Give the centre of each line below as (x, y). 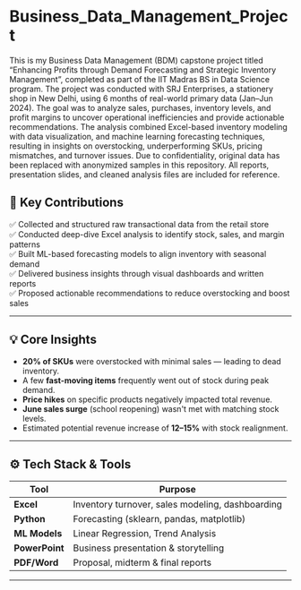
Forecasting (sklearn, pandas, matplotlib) (159, 519)
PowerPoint (39, 548)
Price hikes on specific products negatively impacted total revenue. (147, 399)
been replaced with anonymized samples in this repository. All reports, (139, 165)
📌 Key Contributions (66, 203)
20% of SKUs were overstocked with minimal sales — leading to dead (152, 361)
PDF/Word (36, 563)
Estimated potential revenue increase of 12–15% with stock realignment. (155, 428)
